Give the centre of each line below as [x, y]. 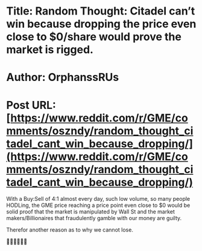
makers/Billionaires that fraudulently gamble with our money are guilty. [94, 218]
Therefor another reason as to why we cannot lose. [70, 230]
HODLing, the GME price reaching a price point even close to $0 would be [98, 205]
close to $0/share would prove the [94, 37]
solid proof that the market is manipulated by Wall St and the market [90, 212]
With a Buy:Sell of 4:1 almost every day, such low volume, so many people [98, 199]
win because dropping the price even [101, 24]
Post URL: [31, 105]
